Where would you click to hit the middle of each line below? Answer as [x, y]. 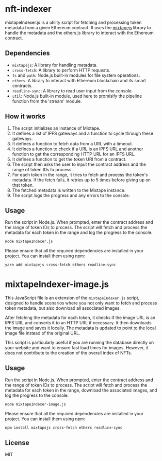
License [17, 443]
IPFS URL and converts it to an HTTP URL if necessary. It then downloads [78, 323]
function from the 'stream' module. [47, 101]
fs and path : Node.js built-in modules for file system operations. [76, 75]
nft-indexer [28, 9]
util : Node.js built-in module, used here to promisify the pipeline [77, 96]
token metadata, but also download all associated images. [63, 308]
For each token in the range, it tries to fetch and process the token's [80, 175]
